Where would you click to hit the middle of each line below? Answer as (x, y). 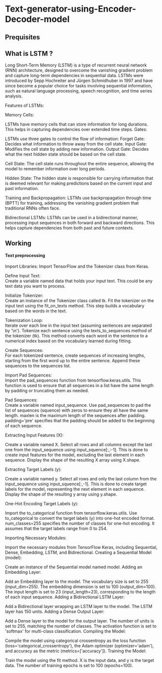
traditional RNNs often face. (33, 208)
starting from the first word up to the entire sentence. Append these (73, 360)
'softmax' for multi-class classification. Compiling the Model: (66, 631)
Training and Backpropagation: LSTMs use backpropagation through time (78, 198)
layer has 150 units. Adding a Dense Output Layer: (55, 611)
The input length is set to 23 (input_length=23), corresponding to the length (80, 592)
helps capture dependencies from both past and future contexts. (69, 228)
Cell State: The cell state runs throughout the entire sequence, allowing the (80, 164)
